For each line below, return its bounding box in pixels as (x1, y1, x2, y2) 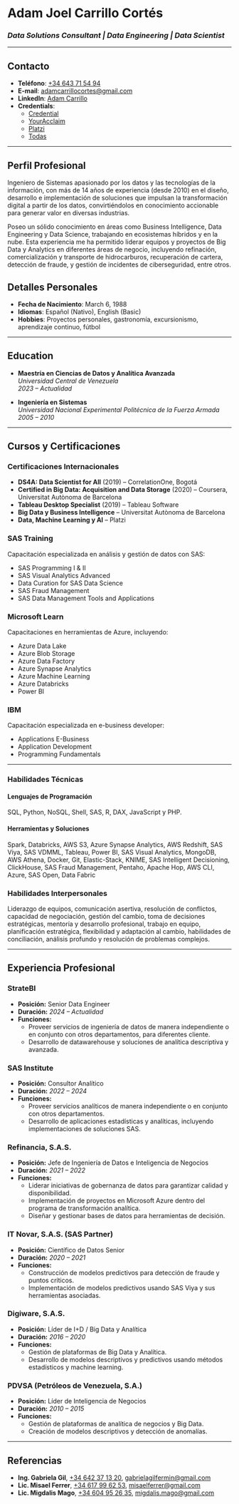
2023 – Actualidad (17, 383, 73, 393)
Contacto (7, 60, 50, 72)
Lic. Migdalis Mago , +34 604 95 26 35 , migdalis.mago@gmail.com (17, 1488, 215, 1497)
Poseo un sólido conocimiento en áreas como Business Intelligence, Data (7, 222, 222, 231)
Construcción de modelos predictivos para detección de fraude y (28, 1268, 220, 1277)
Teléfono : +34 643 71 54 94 (17, 79, 101, 88)
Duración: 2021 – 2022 (17, 1166, 86, 1175)
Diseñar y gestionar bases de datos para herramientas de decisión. (28, 1212, 225, 1220)
